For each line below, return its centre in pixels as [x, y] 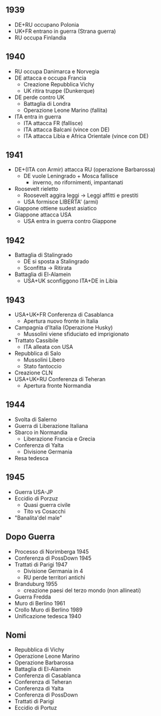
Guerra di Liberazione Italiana [51, 425]
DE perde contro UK [39, 97]
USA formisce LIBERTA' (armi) [61, 202]
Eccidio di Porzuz [36, 498]
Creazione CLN [33, 373]
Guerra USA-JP [34, 492]
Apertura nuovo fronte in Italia [61, 321]
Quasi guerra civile [47, 504]
